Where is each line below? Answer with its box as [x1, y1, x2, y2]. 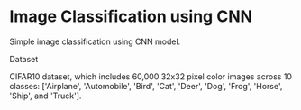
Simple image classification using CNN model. [9, 36, 181, 47]
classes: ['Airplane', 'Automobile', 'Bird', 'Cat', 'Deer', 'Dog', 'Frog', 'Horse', [9, 80, 283, 91]
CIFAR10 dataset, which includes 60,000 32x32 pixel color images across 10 [9, 70, 293, 82]
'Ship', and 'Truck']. [9, 90, 82, 101]
